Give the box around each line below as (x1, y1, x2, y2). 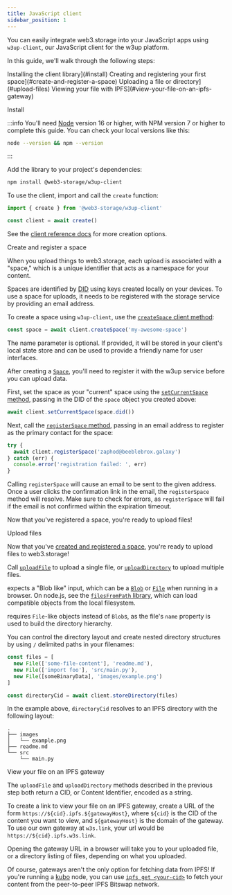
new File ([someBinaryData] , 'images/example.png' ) (13, 673, 163, 680)
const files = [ (7, 654, 54, 661)
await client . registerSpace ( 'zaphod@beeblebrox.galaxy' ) (13, 448, 181, 455)
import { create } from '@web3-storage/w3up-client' (7, 205, 163, 212)
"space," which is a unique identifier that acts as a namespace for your (7, 264, 209, 272)
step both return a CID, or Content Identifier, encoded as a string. (7, 788, 193, 797)
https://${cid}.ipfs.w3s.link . (7, 831, 96, 840)
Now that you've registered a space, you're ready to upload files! (7, 515, 193, 524)
